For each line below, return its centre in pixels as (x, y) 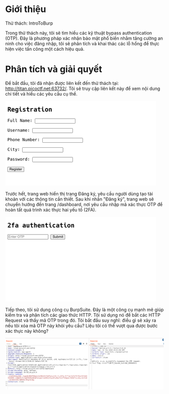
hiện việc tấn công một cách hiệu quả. (45, 49)
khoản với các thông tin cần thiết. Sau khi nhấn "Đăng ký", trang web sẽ (80, 199)
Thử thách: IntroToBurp (29, 23)
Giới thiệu (26, 9)
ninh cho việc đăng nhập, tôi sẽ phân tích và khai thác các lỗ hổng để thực (82, 43)
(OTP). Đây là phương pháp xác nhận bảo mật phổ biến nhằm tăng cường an (84, 38)
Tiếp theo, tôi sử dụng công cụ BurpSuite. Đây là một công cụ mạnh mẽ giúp (84, 310)
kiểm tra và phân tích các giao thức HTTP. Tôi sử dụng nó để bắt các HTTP (83, 315)
